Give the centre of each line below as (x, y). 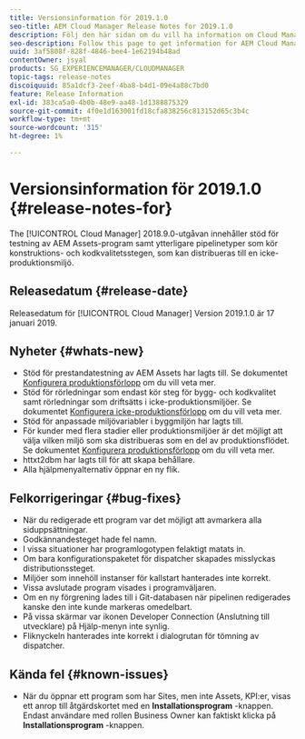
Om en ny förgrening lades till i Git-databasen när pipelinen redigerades (157, 597)
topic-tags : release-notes (60, 77)
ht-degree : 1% (36, 136)
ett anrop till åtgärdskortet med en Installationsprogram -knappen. (148, 706)
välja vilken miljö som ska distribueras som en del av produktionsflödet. (156, 441)
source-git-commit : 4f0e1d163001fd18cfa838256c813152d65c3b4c (129, 111)
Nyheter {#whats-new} (77, 351)
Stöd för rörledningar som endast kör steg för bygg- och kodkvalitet (149, 393)
